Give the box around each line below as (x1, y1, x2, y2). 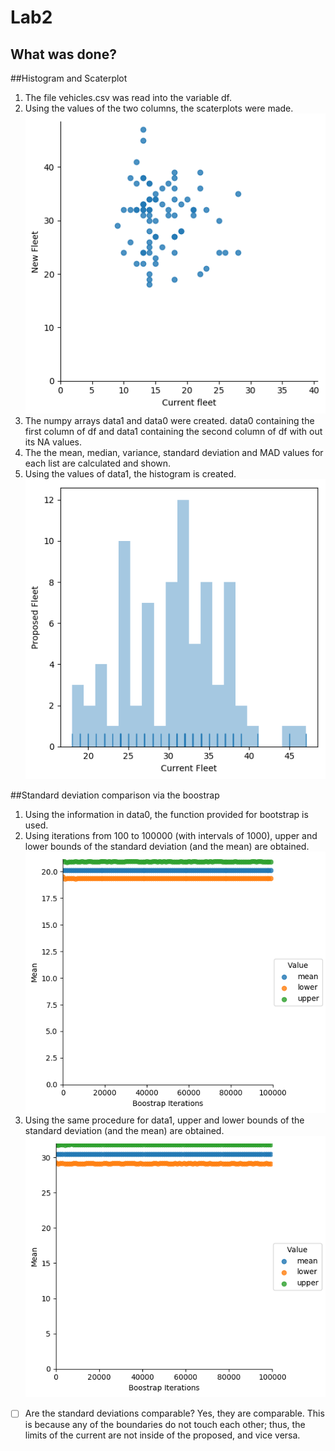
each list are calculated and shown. (24, 457, 172, 470)
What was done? (10, 46, 117, 63)
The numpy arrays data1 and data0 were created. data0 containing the (24, 415, 315, 427)
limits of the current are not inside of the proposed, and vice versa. (24, 1429, 301, 1441)
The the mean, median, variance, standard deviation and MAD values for (24, 447, 324, 459)
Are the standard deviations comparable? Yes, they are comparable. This (24, 1407, 325, 1420)
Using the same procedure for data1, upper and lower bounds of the (24, 1114, 305, 1126)
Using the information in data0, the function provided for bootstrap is (24, 809, 309, 821)
